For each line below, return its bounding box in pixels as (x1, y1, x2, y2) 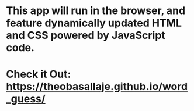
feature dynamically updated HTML (6, 16, 182, 30)
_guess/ (6, 92, 46, 106)
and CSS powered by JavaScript (6, 29, 165, 42)
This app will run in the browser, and (6, 4, 186, 17)
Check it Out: (6, 68, 71, 81)
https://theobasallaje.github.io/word (6, 80, 188, 94)
